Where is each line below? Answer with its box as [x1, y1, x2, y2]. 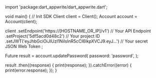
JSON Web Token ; [5, 44, 43, 49]
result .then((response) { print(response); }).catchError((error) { [5, 62, 132, 68]
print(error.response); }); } [5, 67, 57, 73]
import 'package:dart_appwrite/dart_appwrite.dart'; [5, 4, 108, 10]
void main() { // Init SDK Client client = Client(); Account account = [5, 14, 138, 19]
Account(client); [5, 19, 37, 24]
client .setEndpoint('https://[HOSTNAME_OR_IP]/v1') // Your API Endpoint [5, 28, 151, 33]
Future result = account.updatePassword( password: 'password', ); [5, 53, 139, 59]
